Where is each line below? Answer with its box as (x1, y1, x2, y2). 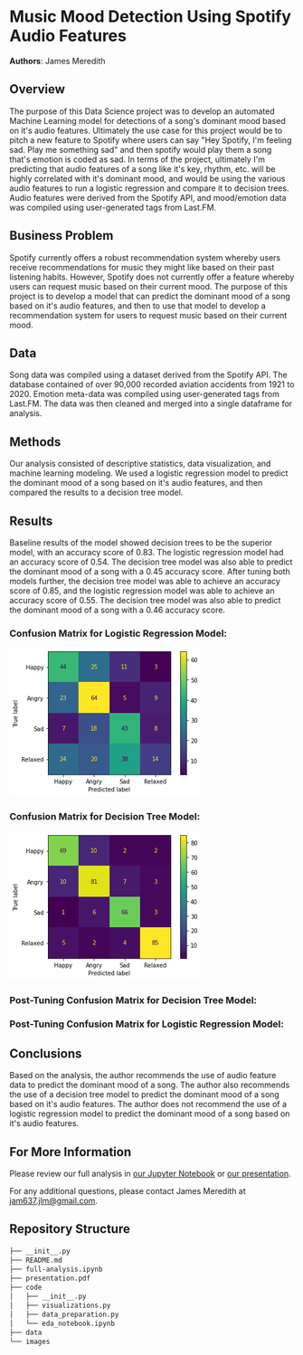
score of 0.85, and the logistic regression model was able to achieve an (9, 585, 275, 596)
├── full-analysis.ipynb (9, 1265, 103, 1274)
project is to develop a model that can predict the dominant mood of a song (9, 290, 291, 301)
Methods (9, 434, 62, 450)
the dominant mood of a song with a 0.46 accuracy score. (9, 604, 226, 615)
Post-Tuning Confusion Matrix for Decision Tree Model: (9, 993, 258, 1006)
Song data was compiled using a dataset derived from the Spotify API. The (9, 369, 288, 381)
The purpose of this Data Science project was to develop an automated (9, 106, 275, 117)
